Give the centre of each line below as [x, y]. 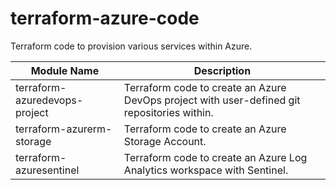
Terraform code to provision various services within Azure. [131, 46]
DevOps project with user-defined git [212, 100]
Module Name [65, 70]
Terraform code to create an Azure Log [215, 157]
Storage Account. [165, 141]
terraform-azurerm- [64, 129]
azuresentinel [47, 170]
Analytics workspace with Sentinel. [206, 170]
